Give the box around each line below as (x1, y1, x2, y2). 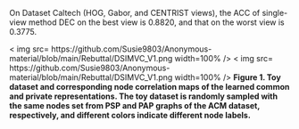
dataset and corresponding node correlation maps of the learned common (9, 82, 290, 92)
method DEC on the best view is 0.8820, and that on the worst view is (28, 17, 285, 28)
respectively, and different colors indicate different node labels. (9, 110, 252, 120)
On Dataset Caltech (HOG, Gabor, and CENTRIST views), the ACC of (9, 8, 261, 18)
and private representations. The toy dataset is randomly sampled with (9, 91, 278, 101)
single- (262, 8, 288, 18)
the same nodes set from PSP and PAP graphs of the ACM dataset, (9, 101, 261, 110)
